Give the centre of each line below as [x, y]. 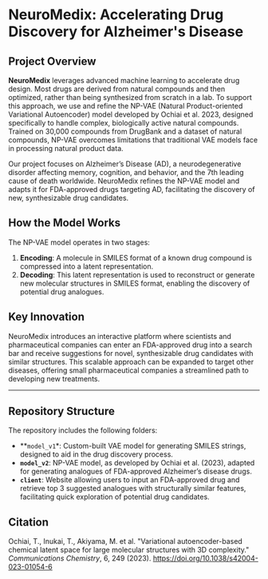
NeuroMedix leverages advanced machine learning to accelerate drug [124, 80]
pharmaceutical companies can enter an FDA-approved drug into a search [130, 345]
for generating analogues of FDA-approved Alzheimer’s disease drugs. [136, 471]
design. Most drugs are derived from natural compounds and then [117, 89]
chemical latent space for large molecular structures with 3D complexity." [129, 550]
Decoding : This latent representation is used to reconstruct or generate [137, 274]
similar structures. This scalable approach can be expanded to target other [131, 361]
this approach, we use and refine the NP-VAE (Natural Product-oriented [126, 106]
